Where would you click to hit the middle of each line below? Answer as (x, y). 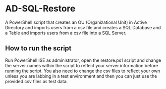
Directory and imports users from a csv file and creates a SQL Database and (83, 27)
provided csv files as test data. (36, 81)
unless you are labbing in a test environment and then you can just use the (81, 76)
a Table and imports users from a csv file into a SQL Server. (66, 33)
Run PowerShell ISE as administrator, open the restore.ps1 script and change (83, 60)
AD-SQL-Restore (40, 9)
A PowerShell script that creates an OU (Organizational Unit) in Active (76, 22)
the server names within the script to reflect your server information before (82, 65)
